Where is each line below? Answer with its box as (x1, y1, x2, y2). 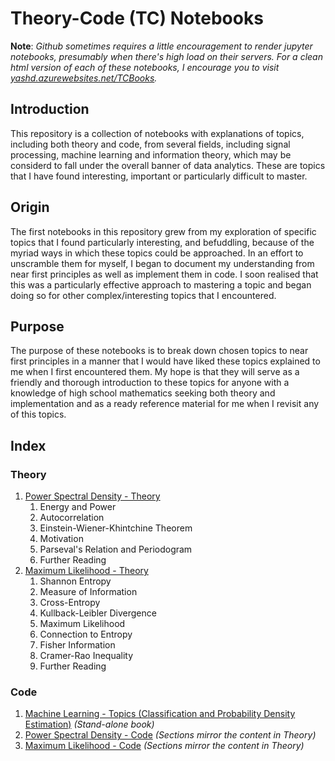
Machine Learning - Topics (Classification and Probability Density (24, 708, 296, 720)
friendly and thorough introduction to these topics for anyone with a (10, 377, 290, 389)
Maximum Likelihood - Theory (24, 565, 149, 577)
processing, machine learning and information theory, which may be (10, 148, 292, 161)
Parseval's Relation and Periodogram (39, 543, 193, 556)
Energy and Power (39, 501, 117, 513)
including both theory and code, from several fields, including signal (10, 138, 291, 150)
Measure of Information (39, 586, 138, 598)
